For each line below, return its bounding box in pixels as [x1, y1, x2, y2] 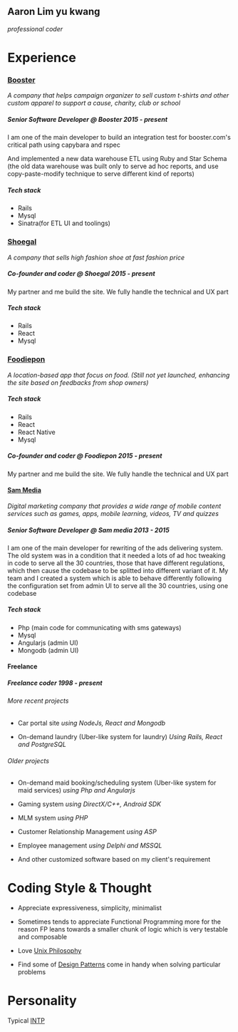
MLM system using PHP [17, 814, 88, 822]
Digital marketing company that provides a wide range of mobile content [7, 502, 222, 510]
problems [17, 968, 46, 976]
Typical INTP [7, 1016, 45, 1025]
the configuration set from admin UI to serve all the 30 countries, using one [7, 581, 229, 590]
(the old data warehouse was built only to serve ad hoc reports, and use [7, 162, 219, 170]
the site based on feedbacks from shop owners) [7, 378, 149, 387]
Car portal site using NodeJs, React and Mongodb [17, 719, 166, 728]
